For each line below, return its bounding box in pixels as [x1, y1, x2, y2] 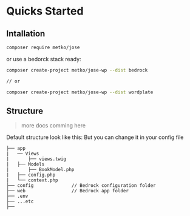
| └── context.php [6, 177, 59, 183]
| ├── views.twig [6, 156, 67, 162]
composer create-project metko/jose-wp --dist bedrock [6, 67, 148, 73]
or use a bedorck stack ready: [6, 55, 81, 62]
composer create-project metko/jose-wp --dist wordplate [6, 89, 154, 95]
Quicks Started [6, 4, 84, 18]
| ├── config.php [6, 172, 56, 178]
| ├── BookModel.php [6, 167, 75, 173]
